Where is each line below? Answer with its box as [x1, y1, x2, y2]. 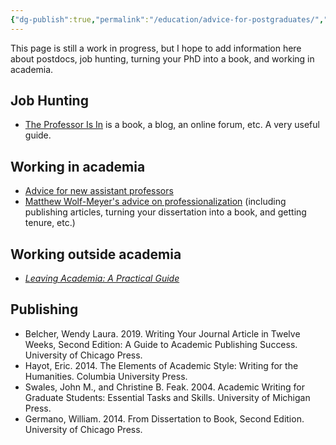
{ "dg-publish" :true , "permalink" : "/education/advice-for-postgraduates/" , [10, 14, 325, 25]
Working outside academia [10, 246, 182, 263]
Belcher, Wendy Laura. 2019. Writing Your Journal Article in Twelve [24, 327, 301, 340]
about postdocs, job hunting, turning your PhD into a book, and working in [10, 52, 315, 65]
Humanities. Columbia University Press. [24, 370, 188, 382]
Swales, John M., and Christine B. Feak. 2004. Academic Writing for [24, 381, 305, 393]
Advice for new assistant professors [24, 185, 174, 197]
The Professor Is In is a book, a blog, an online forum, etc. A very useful [24, 119, 320, 131]
